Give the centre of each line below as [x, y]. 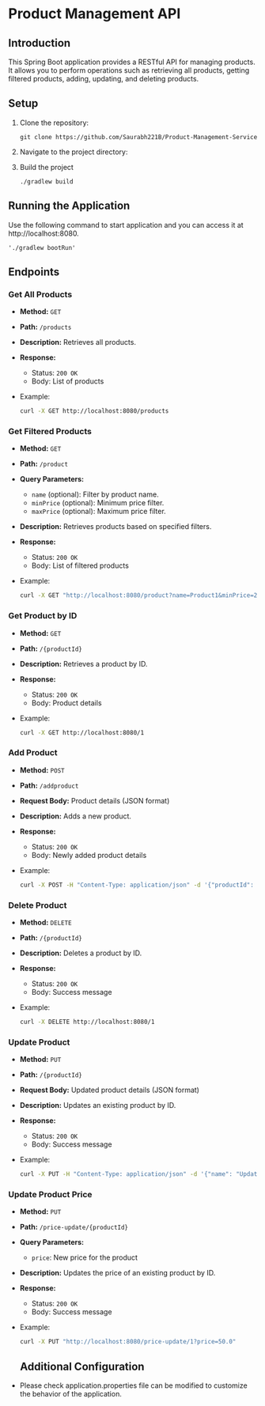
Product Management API [95, 14]
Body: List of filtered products [80, 565]
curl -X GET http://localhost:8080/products [94, 411]
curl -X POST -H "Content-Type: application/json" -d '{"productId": [137, 885]
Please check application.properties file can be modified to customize [133, 1385]
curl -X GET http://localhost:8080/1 [82, 732]
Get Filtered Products [50, 432]
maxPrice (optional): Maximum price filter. [98, 512]
